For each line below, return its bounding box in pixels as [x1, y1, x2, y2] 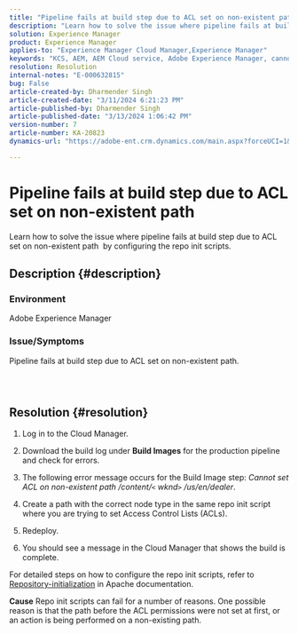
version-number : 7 [9, 121, 77, 130]
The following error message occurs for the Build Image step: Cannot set [21, 472, 289, 483]
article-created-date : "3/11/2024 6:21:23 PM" [9, 95, 184, 105]
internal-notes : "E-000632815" [9, 71, 125, 80]
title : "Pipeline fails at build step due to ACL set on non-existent [9, 12, 276, 22]
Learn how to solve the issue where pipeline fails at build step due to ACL [9, 231, 278, 242]
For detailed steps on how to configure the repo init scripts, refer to [9, 569, 255, 580]
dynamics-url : [9, 137, 62, 146]
